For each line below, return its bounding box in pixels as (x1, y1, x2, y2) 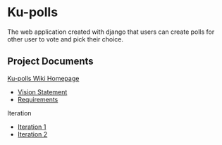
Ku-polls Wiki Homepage (7, 74, 80, 82)
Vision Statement (17, 87, 68, 96)
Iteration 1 (17, 122, 47, 131)
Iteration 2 (17, 130, 48, 138)
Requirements (17, 95, 58, 103)
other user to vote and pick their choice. (7, 34, 124, 43)
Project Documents (7, 56, 94, 68)
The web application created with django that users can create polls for (7, 27, 215, 36)
